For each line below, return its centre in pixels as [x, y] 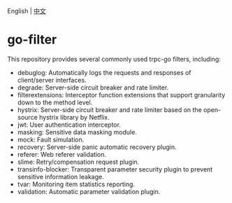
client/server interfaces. [52, 80]
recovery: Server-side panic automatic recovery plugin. [97, 147]
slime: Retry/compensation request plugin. [78, 162]
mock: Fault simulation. [51, 139]
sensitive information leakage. [60, 176]
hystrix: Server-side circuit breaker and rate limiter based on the [110, 110]
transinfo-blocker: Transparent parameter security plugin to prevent [115, 169]
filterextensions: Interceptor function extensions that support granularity [121, 94]
